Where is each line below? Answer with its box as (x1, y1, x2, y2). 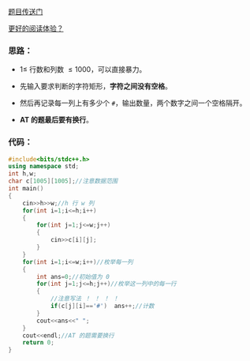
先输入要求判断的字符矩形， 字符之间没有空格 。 (19, 81, 172, 91)
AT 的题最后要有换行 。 (19, 115, 93, 125)
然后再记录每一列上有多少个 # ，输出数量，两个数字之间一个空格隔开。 (19, 98, 247, 108)
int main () (8, 185, 44, 193)
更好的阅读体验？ (8, 24, 64, 33)
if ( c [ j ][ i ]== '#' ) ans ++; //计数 (50, 303, 155, 310)
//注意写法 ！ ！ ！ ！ (50, 295, 119, 303)
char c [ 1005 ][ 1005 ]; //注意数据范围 (8, 177, 118, 186)
